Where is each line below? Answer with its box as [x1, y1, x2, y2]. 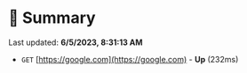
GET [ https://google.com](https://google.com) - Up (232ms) [20, 54, 239, 64]
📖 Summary [8, 8, 96, 28]
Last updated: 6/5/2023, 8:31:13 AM [8, 37, 143, 47]
